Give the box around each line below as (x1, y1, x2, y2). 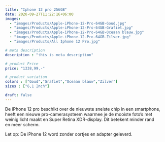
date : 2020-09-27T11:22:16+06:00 (5, 12, 74, 17)
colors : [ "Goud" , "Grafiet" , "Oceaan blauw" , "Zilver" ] (5, 79, 118, 84)
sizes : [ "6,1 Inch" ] (5, 84, 50, 89)
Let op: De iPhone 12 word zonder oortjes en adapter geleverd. (5, 131, 132, 137)
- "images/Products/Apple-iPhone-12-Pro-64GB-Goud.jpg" (9, 21, 127, 26)
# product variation (5, 74, 48, 80)
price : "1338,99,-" (5, 66, 45, 71)
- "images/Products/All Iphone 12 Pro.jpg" (9, 39, 100, 44)
